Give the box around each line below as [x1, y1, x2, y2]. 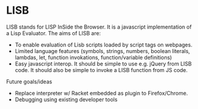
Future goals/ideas [6, 78, 53, 85]
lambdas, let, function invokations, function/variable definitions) [14, 54, 172, 61]
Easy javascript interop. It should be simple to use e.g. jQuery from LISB [14, 60, 192, 67]
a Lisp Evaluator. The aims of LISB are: [6, 29, 101, 36]
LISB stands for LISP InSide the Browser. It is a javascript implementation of [6, 23, 192, 30]
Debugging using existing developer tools [14, 96, 118, 103]
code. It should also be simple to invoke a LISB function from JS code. [14, 66, 188, 73]
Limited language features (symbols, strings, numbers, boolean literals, [14, 47, 190, 54]
